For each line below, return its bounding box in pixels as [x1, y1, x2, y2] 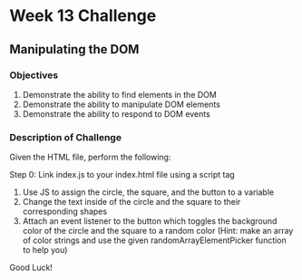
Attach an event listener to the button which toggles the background [22, 216, 278, 227]
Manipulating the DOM [9, 42, 140, 57]
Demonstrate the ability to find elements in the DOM [22, 89, 218, 100]
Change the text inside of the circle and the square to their [22, 197, 241, 208]
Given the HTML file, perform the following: [9, 151, 171, 163]
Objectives [9, 69, 59, 82]
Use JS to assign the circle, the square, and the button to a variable [22, 187, 275, 198]
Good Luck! [9, 262, 53, 273]
